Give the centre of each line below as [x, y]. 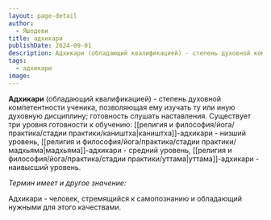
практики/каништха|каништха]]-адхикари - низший [157, 133]
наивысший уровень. [45, 167]
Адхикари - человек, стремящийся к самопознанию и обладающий [125, 198]
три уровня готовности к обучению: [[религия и [91, 124]
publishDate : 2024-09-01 [50, 46]
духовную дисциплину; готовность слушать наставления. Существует [130, 116]
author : [21, 23]
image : [19, 76]
